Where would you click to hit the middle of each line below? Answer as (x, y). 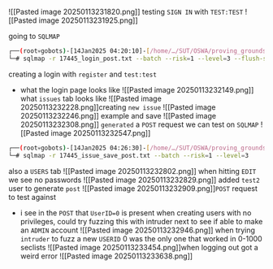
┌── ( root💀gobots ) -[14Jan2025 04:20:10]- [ (79, 51)
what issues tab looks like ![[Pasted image (91, 98)
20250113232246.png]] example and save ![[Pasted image (118, 115)
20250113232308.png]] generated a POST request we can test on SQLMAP (139, 124)
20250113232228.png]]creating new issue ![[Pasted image (118, 107)
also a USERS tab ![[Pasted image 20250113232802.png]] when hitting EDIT (132, 171)
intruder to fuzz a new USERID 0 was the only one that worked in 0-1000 (141, 238)
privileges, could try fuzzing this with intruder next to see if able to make (141, 221)
